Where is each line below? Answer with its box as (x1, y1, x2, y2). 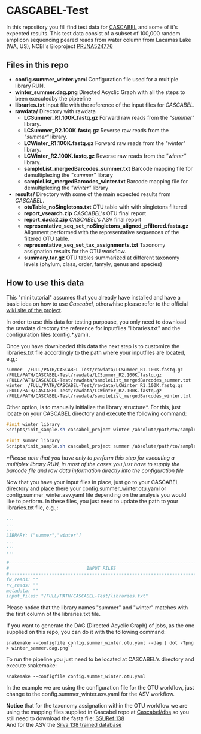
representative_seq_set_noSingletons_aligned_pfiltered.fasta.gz (23, 222, 189, 229)
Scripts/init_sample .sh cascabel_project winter (6, 427, 130, 433)
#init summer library (6, 438, 60, 444)
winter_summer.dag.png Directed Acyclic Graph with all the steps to (14, 88, 185, 96)
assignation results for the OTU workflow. (23, 247, 127, 255)
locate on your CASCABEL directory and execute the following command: (6, 410, 187, 417)
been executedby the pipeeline (14, 95, 92, 102)
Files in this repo (6, 60, 69, 70)
